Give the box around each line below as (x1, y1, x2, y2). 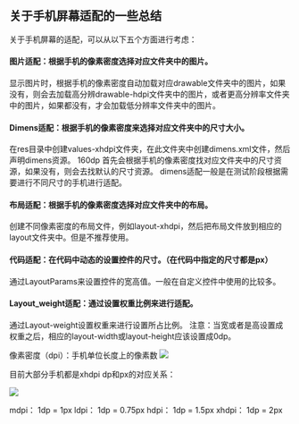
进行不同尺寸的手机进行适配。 (16, 177, 127, 188)
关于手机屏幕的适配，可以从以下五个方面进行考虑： (9, 34, 197, 45)
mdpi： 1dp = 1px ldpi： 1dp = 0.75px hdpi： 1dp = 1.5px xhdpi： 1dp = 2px (9, 404, 283, 415)
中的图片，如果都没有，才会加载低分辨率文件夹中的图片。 (9, 100, 220, 111)
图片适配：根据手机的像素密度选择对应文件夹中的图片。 (9, 56, 212, 67)
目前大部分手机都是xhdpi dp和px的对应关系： (9, 369, 176, 379)
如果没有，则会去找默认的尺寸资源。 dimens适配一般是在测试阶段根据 (24, 166, 281, 177)
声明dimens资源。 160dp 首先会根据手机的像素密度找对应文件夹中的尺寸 (9, 155, 275, 165)
